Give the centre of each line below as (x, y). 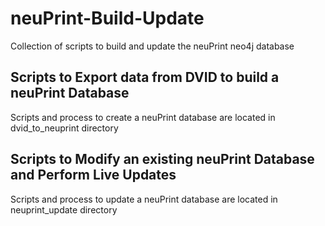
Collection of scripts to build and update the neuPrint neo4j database (152, 46)
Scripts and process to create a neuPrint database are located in (143, 117)
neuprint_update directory (64, 209)
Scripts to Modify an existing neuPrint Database (162, 159)
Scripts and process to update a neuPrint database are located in (144, 199)
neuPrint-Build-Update (107, 18)
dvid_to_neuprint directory (64, 128)
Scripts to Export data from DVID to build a (145, 77)
